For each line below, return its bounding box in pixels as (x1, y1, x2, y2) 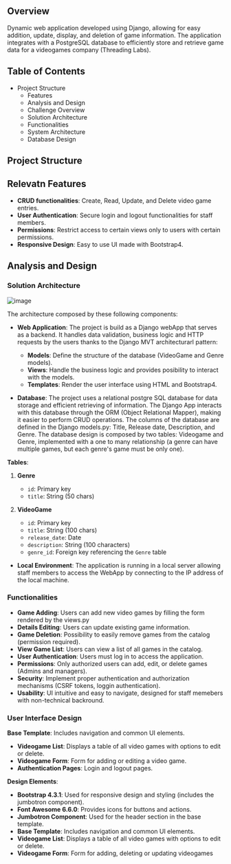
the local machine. (16, 575, 70, 584)
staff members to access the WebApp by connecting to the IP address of (16, 568, 223, 577)
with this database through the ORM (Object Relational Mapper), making (16, 408, 221, 417)
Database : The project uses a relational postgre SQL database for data (16, 393, 218, 401)
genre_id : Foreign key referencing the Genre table (27, 548, 167, 556)
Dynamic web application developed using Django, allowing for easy (7, 23, 201, 32)
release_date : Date (27, 533, 82, 542)
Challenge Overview (27, 106, 85, 114)
